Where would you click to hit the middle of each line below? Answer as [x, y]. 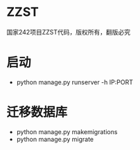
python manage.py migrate [55, 139]
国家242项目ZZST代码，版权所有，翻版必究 [69, 32]
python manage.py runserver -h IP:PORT [75, 82]
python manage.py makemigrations [67, 131]
